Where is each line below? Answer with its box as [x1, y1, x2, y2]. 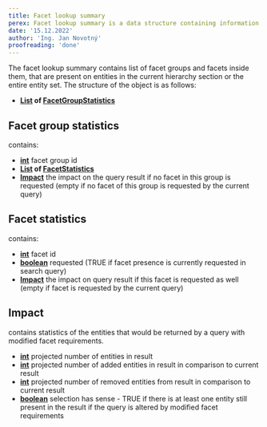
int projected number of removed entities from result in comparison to [19, 377, 251, 386]
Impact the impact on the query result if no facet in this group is [19, 172, 231, 182]
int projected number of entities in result [19, 351, 153, 361]
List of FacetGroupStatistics [19, 96, 116, 105]
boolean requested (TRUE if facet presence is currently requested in [19, 257, 246, 267]
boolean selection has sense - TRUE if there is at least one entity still [19, 393, 248, 403]
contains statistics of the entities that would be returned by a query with [8, 327, 245, 337]
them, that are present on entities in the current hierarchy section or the [8, 72, 245, 81]
